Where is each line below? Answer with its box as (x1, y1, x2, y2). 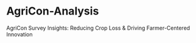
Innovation (6, 30, 33, 38)
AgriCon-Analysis (6, 4, 99, 18)
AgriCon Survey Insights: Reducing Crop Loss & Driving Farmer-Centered (6, 24, 191, 31)
